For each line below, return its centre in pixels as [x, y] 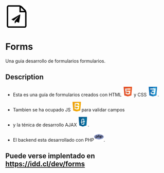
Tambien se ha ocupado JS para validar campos [69, 109]
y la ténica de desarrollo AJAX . [51, 125]
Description [24, 77]
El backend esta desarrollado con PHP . [59, 140]
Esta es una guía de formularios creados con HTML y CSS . [86, 94]
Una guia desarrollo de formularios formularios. [56, 61]
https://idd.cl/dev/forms [45, 164]
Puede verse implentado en [50, 156]
